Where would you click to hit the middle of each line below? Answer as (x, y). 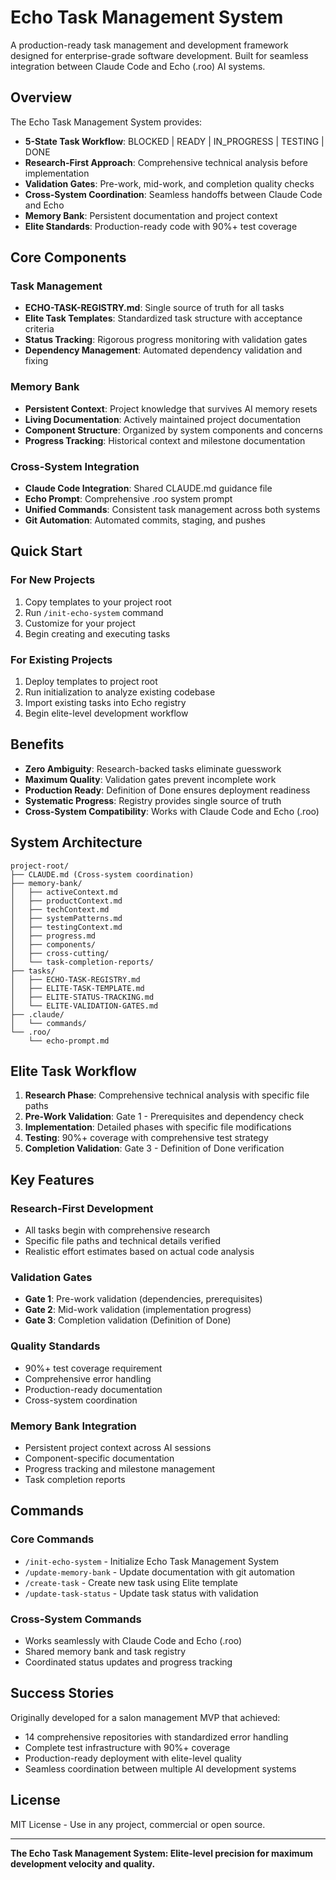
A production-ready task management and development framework (149, 45)
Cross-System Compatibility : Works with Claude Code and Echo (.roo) (172, 811)
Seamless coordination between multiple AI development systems (160, 1768)
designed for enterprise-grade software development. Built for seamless (159, 55)
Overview (41, 97)
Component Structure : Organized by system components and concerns (173, 430)
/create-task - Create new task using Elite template (131, 1582)
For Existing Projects (61, 659)
